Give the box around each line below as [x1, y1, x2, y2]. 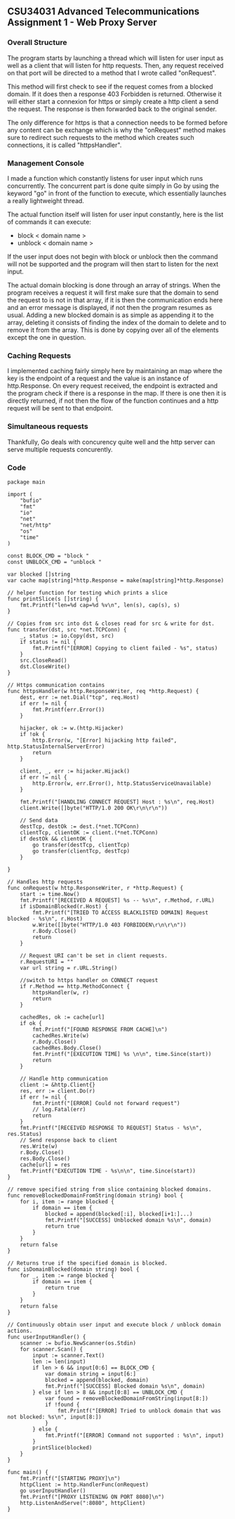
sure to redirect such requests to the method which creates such [7, 133, 195, 141]
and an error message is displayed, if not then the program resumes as [7, 303, 213, 311]
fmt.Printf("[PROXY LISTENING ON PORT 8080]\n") [20, 1493, 165, 1500]
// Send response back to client [20, 1137, 118, 1144]
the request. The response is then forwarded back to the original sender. [7, 105, 217, 113]
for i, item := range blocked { [20, 1198, 114, 1205]
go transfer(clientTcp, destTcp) [32, 847, 130, 855]
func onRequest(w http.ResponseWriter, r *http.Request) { [7, 884, 184, 891]
